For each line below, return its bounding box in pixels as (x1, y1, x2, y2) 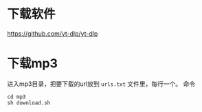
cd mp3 (7, 93, 26, 100)
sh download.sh (7, 99, 51, 107)
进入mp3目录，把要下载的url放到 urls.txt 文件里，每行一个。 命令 (7, 80, 196, 88)
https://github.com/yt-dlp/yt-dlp (7, 29, 98, 38)
